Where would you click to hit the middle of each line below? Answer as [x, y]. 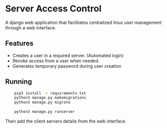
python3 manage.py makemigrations [50, 98]
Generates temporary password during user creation [67, 66]
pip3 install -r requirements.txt [50, 93]
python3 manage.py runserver [45, 112]
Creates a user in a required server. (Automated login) [68, 55]
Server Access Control [53, 9]
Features [19, 44]
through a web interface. [31, 27]
